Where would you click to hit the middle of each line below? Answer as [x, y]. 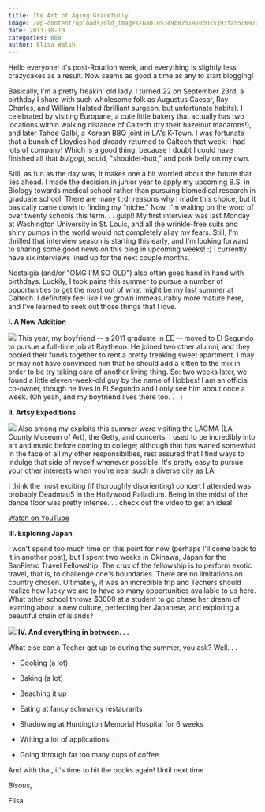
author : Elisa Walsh [42, 45]
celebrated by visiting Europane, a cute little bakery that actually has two [126, 116]
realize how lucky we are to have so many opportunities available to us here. [132, 591]
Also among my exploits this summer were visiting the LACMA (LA [125, 429]
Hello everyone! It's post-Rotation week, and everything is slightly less [122, 67]
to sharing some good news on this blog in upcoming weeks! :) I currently [127, 249]
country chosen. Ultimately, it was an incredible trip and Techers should [125, 583]
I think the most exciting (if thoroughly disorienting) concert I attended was [130, 486]
